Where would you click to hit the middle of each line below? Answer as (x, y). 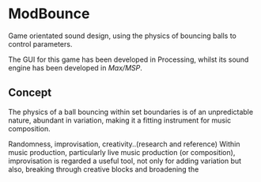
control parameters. (40, 44)
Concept (30, 93)
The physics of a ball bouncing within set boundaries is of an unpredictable (131, 112)
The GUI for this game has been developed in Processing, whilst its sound (129, 59)
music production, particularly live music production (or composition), (122, 152)
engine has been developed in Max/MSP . (75, 67)
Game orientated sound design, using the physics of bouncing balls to (123, 36)
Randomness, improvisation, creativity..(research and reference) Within (124, 144)
